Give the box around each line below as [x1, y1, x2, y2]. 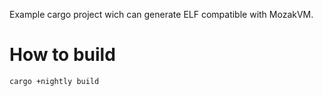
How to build [9, 44, 116, 66]
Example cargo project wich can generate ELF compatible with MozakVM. [9, 9, 314, 20]
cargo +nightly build [9, 76, 100, 86]
